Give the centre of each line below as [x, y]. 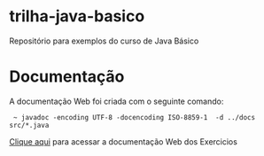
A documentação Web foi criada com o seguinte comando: [116, 101]
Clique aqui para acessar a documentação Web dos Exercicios [123, 141]
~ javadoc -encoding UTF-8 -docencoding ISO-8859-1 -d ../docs [134, 117]
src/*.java [29, 125]
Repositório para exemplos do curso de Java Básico [104, 41]
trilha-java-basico [77, 16]
